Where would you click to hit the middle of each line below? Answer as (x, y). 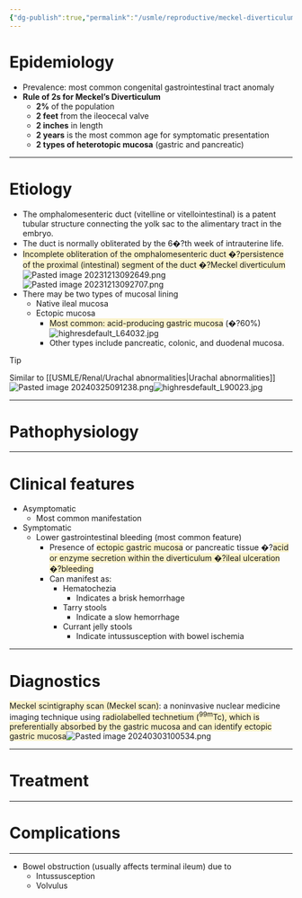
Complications (65, 833)
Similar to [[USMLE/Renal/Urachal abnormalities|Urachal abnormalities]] (142, 378)
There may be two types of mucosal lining (100, 294)
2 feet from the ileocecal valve (93, 116)
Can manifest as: (80, 579)
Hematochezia (89, 589)
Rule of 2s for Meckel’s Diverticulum (92, 96)
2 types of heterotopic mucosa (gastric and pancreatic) (140, 144)
